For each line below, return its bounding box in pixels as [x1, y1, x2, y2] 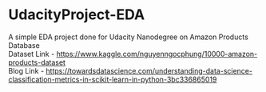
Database [8, 40, 40, 50]
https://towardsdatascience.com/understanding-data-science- [46, 66, 253, 75]
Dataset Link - [8, 49, 55, 58]
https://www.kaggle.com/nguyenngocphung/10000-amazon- [56, 49, 258, 58]
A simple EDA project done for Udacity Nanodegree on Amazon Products [8, 32, 249, 42]
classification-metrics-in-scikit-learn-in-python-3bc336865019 [8, 74, 217, 84]
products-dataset [8, 58, 66, 67]
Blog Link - [8, 66, 45, 75]
